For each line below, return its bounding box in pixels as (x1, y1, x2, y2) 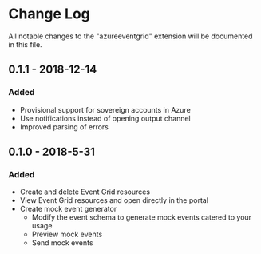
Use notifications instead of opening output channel (19, 113, 191, 123)
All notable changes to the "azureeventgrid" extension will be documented (8, 31, 253, 41)
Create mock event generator (19, 204, 117, 214)
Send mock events (31, 238, 93, 248)
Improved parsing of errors (19, 121, 109, 132)
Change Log (8, 5, 90, 23)
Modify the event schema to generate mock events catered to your (31, 212, 252, 222)
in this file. (8, 39, 42, 49)
